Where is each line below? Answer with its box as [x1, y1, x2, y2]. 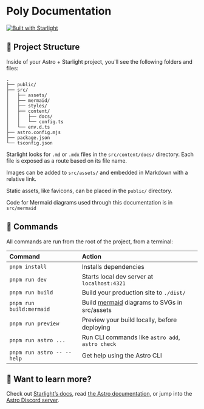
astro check [81, 340, 117, 347]
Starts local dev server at [81, 272, 154, 280]
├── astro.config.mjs [6, 129, 61, 135]
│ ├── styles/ [6, 103, 47, 109]
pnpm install [9, 263, 47, 270]
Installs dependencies [81, 262, 144, 271]
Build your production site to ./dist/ [81, 288, 186, 297]
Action [81, 252, 102, 260]
